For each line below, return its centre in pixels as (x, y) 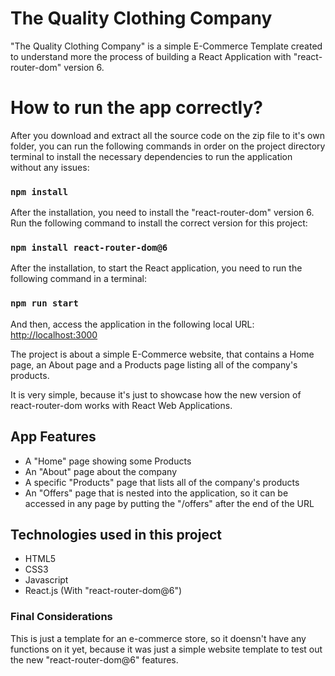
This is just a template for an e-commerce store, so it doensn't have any (158, 638)
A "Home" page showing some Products (108, 461)
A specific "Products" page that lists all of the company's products (162, 482)
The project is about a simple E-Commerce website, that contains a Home (162, 354)
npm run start (44, 303)
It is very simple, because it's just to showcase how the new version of (156, 394)
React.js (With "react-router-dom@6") (103, 591)
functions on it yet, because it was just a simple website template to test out (166, 649)
